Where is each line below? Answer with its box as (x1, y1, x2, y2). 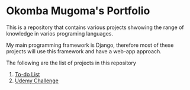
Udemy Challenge (14, 77, 59, 84)
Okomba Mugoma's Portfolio (6, 4, 150, 18)
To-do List (14, 70, 40, 78)
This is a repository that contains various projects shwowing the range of (6, 24, 185, 31)
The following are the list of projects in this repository (6, 59, 136, 66)
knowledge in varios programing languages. (6, 30, 114, 37)
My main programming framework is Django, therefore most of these (6, 41, 174, 49)
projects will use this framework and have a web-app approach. (6, 47, 162, 54)
